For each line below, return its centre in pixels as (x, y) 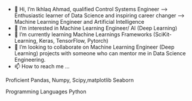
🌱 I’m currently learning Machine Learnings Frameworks (83, 34)
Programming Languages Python (46, 91)
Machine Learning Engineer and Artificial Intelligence (79, 22)
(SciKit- (163, 34)
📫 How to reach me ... (42, 66)
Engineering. (30, 60)
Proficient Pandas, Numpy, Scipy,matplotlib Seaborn (70, 80)
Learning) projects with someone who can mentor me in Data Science (100, 53)
